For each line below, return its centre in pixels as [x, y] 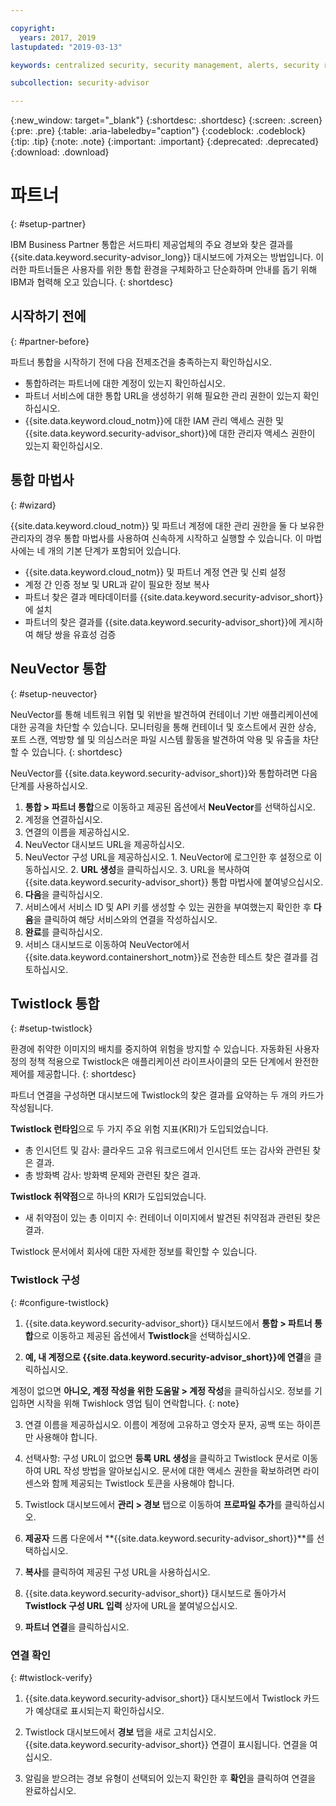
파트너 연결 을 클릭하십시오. [77, 1627]
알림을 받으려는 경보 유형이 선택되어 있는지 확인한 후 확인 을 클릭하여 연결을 [170, 1778]
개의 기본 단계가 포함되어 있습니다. [114, 550]
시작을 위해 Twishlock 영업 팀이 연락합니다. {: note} [138, 1403]
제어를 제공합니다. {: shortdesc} [73, 1074]
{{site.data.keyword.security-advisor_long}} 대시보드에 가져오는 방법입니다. [162, 257]
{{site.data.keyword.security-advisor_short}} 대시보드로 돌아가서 [155, 1593]
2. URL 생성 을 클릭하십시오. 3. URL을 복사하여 [160, 869]
